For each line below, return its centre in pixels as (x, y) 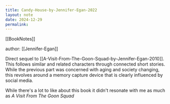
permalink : (17, 24)
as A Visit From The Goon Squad (40, 96)
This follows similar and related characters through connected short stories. (85, 64)
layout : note (19, 15)
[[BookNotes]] (20, 39)
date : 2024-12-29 (24, 19)
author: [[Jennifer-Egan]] (32, 49)
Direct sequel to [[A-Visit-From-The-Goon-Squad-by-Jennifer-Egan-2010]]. (85, 59)
